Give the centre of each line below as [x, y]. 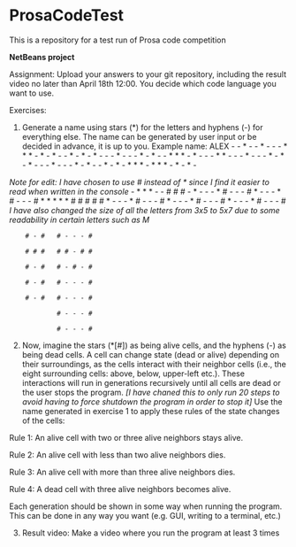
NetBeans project [42, 57]
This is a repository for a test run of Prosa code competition [118, 40]
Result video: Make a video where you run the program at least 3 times [151, 533]
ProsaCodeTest [67, 15]
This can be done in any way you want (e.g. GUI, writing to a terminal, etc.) [145, 515]
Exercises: [28, 110]
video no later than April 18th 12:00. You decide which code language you [143, 83]
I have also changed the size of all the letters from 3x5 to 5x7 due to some [144, 210]
